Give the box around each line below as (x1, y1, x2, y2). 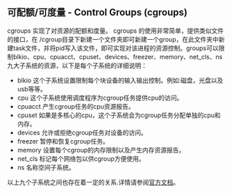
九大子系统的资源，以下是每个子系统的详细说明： (7, 61, 147, 70)
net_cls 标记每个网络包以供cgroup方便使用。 (17, 154, 145, 162)
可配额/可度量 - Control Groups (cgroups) (7, 6, 188, 19)
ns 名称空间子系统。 (17, 163, 75, 171)
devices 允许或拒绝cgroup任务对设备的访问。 (17, 128, 147, 137)
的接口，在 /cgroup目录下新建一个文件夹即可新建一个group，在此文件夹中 (7, 35, 219, 43)
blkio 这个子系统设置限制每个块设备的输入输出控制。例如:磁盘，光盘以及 (17, 76, 224, 84)
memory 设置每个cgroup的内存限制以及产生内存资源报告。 (17, 146, 185, 154)
